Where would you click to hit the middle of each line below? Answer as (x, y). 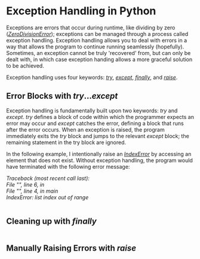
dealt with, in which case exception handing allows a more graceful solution (99, 59)
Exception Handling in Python (81, 11)
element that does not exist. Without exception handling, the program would (99, 160)
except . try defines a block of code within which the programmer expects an (100, 117)
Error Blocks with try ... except (62, 96)
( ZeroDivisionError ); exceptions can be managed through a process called (97, 33)
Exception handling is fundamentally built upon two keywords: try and (92, 110)
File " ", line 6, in (25, 184)
